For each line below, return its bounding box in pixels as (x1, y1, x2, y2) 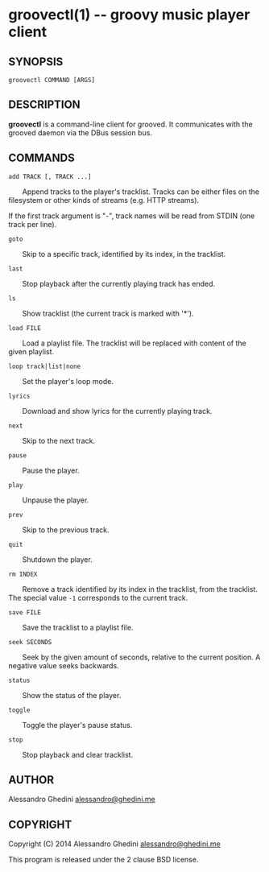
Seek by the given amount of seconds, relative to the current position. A (22, 652, 261, 662)
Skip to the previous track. (22, 525, 110, 535)
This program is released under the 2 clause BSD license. (8, 855, 199, 865)
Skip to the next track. (22, 436, 95, 445)
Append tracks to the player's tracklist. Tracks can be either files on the (22, 187, 260, 196)
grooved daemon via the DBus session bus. (8, 127, 153, 138)
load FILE (8, 324, 42, 332)
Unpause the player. (22, 495, 89, 505)
